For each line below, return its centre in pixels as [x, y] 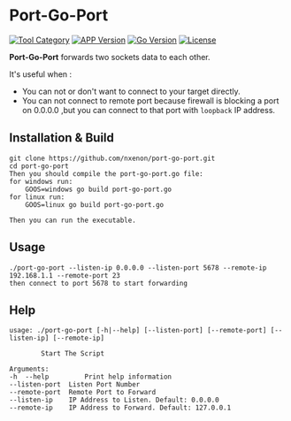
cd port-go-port [39, 166]
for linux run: [37, 197]
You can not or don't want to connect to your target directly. [131, 91]
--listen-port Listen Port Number [75, 385]
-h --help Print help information [91, 377]
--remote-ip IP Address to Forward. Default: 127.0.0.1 [120, 408]
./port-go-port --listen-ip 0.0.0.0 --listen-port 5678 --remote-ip [138, 268]
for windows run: [41, 181]
